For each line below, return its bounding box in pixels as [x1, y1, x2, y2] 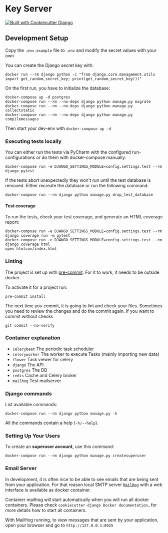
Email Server [5, 465, 37, 472]
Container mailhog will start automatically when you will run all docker [5, 497, 149, 503]
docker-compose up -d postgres [5, 94, 70, 100]
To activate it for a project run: [5, 284, 67, 290]
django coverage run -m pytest [5, 233, 70, 238]
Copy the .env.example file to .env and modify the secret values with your [5, 47, 156, 53]
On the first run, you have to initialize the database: [5, 85, 110, 91]
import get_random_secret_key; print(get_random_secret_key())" [5, 76, 142, 81]
